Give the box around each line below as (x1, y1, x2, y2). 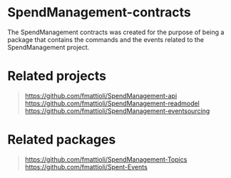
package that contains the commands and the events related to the (7, 35, 205, 43)
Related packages (7, 132, 116, 148)
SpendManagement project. (7, 43, 90, 51)
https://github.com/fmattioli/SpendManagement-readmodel (24, 99, 200, 108)
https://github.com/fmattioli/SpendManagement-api (24, 91, 178, 100)
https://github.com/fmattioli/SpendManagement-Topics (24, 155, 188, 164)
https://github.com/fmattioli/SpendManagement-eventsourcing (24, 106, 210, 115)
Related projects (7, 68, 107, 84)
